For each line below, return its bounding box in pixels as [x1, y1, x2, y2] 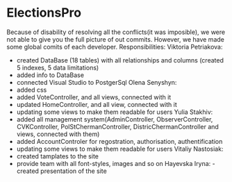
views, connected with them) [16, 130, 100, 138]
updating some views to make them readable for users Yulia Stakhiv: [16, 108, 213, 116]
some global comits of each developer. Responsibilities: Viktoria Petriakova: [6, 42, 223, 51]
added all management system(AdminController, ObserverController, [16, 115, 213, 123]
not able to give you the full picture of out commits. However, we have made [6, 35, 225, 43]
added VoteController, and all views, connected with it [16, 92, 172, 101]
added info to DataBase [16, 71, 85, 79]
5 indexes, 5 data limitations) [16, 63, 99, 72]
